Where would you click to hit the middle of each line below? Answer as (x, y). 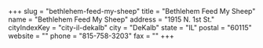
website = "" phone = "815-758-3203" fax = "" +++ (91, 36)
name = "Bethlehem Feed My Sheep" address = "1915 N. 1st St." (111, 19)
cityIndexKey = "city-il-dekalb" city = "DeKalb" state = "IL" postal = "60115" (130, 27)
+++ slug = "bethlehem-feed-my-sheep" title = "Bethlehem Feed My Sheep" (132, 11)
